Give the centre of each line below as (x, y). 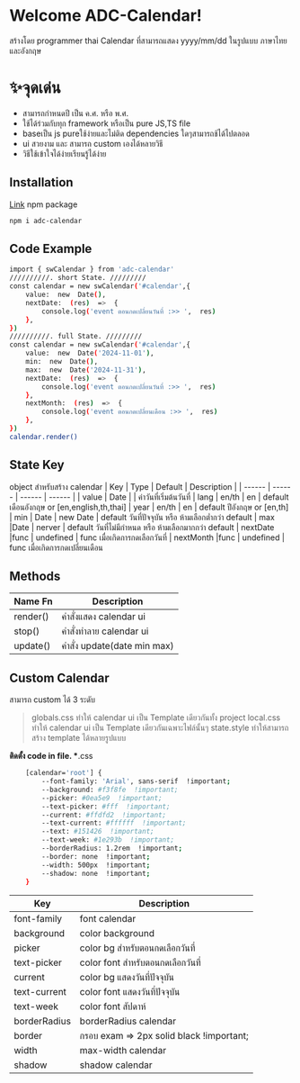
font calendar (108, 919)
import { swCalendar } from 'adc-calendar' (92, 270)
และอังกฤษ (26, 50)
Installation (41, 182)
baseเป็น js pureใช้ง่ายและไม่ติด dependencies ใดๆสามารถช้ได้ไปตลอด (136, 133)
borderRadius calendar (128, 1021)
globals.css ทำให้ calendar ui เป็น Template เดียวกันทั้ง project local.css (156, 717)
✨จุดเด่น (35, 88)
